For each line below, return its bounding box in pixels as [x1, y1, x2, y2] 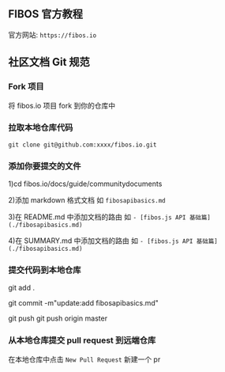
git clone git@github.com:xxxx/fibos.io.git [8, 141, 157, 149]
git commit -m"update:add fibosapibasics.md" [8, 298, 159, 308]
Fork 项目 [8, 82, 45, 93]
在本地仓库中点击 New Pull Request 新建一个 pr [8, 355, 161, 364]
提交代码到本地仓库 [8, 264, 81, 275]
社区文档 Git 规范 [8, 55, 91, 69]
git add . [8, 283, 36, 293]
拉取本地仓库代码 [8, 122, 73, 133]
